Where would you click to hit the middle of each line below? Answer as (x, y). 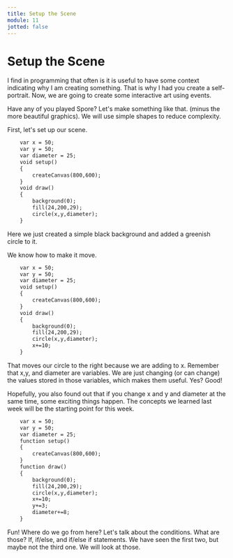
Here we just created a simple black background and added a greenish (109, 234)
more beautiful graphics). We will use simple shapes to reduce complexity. (114, 117)
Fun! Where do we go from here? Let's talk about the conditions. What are (113, 532)
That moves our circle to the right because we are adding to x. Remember (113, 365)
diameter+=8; (51, 513)
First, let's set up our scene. (47, 130)
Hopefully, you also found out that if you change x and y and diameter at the (116, 394)
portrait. (19, 96)
